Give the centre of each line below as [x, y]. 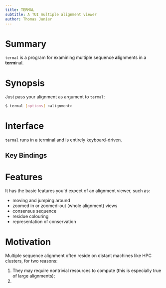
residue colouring [30, 216]
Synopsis [25, 83]
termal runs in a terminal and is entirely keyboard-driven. [64, 140]
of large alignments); [34, 276]
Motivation [28, 242]
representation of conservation [44, 222]
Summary [26, 44]
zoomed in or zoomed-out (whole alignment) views [65, 206]
